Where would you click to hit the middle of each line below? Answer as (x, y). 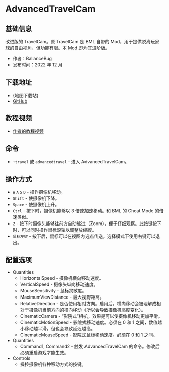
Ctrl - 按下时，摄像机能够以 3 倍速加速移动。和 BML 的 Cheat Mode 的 (86, 211)
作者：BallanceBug (32, 59)
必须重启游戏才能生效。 (44, 353)
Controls (21, 358)
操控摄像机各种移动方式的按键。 (53, 364)
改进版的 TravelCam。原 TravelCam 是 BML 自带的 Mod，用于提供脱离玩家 (82, 42)
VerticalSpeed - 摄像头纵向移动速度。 (59, 284)
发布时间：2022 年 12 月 (37, 65)
